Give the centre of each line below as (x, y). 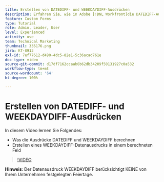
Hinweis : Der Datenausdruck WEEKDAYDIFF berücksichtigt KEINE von (76, 169)
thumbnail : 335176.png (28, 46)
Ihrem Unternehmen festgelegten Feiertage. (49, 174)
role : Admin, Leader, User (32, 28)
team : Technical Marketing (32, 42)
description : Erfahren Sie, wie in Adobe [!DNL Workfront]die (70, 14)
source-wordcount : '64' (29, 73)
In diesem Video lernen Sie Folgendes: (44, 130)
